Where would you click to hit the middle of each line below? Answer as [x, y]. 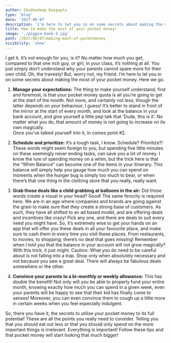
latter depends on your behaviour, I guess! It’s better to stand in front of [88, 106]
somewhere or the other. [38, 266]
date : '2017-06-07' [26, 19]
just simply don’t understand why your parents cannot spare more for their [83, 68]
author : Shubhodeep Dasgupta [36, 10]
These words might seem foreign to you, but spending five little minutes [88, 148]
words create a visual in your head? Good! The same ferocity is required [88, 196]
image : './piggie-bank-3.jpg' [37, 34]
